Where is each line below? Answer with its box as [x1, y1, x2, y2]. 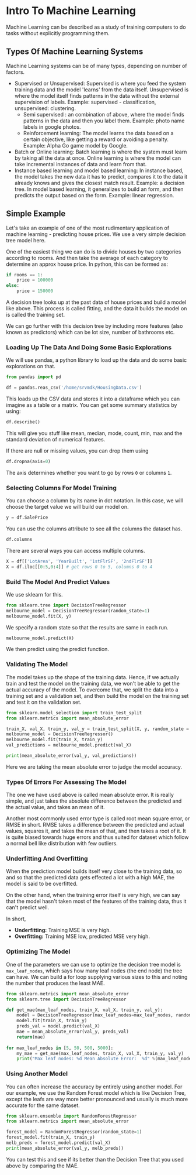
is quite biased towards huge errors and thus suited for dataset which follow [6, 834, 189, 841]
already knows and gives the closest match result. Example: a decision [14, 179, 185, 186]
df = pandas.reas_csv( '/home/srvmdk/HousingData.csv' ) [6, 385, 142, 390]
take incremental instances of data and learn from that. [14, 160, 147, 167]
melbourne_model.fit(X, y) [6, 613, 72, 619]
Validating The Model [6, 660, 68, 669]
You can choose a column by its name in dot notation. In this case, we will [6, 497, 183, 504]
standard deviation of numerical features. [6, 436, 106, 443]
